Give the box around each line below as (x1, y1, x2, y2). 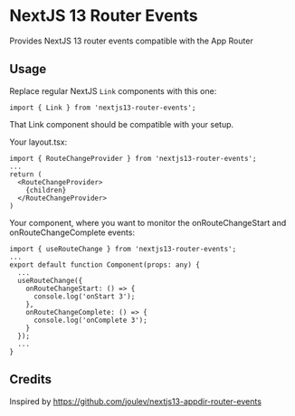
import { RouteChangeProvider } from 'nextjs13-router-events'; (9, 154, 257, 163)
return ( (9, 169, 43, 179)
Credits (9, 372, 52, 387)
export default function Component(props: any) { (9, 260, 201, 269)
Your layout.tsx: (9, 137, 68, 147)
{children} (25, 185, 67, 194)
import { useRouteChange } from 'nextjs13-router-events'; (9, 244, 237, 253)
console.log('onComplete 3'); (33, 316, 147, 325)
